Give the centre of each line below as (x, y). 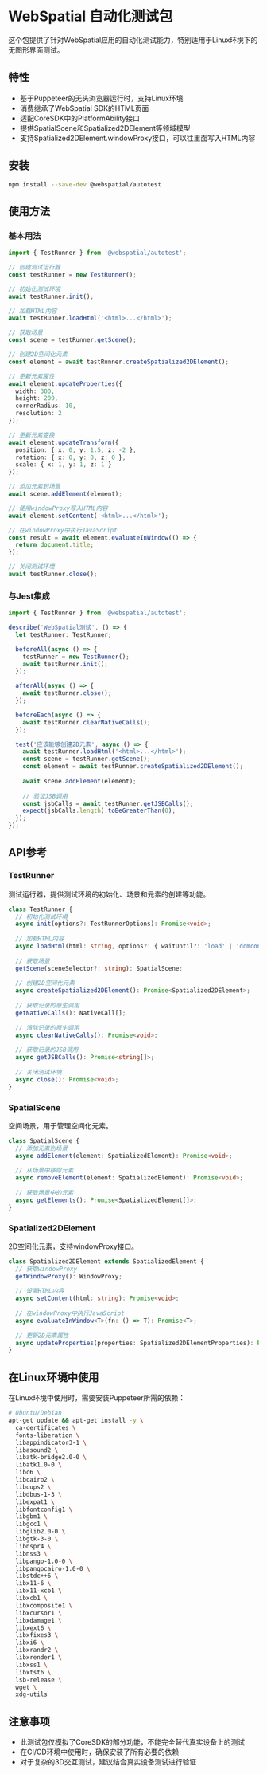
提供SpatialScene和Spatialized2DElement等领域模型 (105, 128)
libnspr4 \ (33, 1546)
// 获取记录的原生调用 (47, 1006)
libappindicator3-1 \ (51, 1442)
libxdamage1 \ (39, 1620)
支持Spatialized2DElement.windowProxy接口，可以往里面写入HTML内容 (137, 138)
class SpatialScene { (44, 1140)
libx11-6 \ (33, 1584)
